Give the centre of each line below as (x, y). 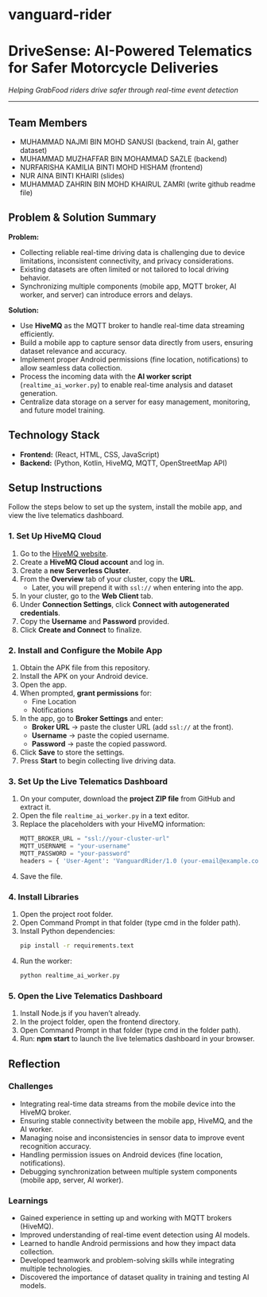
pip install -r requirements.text (77, 946)
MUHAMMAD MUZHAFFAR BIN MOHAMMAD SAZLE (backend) (124, 159)
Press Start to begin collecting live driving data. (98, 760)
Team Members (48, 122)
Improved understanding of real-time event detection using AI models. (135, 1235)
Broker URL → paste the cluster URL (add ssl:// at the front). (133, 727)
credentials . (40, 613)
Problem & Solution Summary (82, 218)
